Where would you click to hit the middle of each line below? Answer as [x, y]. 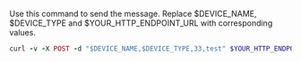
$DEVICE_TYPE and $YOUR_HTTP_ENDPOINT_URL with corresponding [141, 23]
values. [22, 32]
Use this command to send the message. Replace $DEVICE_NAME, [133, 14]
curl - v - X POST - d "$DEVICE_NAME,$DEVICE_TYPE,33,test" [118, 49]
